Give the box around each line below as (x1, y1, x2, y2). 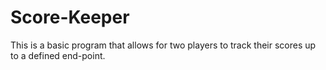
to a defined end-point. (10, 49, 106, 61)
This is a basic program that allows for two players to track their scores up (10, 39, 317, 51)
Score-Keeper (10, 6, 130, 29)
